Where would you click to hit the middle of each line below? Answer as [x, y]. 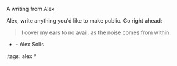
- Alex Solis [30, 44]
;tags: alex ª [21, 56]
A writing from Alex [31, 9]
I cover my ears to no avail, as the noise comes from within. [96, 32]
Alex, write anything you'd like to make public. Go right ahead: [84, 20]
